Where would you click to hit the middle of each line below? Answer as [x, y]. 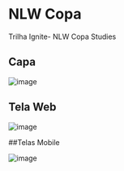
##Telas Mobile [34, 142]
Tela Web [32, 107]
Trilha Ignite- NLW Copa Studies [62, 36]
